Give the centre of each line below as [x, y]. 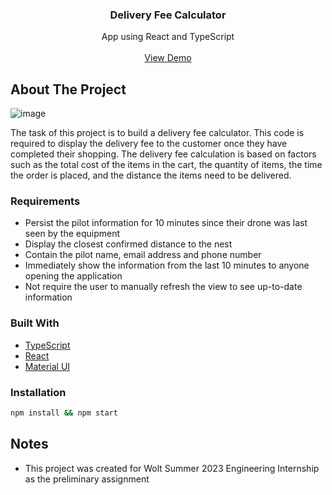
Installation [38, 392]
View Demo [168, 58]
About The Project [68, 89]
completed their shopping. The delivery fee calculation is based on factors [163, 154]
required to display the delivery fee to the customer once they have [149, 144]
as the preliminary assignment [87, 479]
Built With [35, 323]
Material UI [47, 366]
